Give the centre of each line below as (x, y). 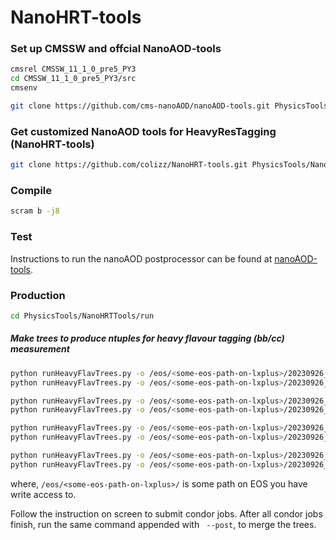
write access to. (43, 494)
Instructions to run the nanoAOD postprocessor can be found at (141, 258)
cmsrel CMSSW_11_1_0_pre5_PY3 (73, 69)
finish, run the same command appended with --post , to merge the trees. (163, 524)
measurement (40, 349)
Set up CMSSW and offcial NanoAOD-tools (116, 49)
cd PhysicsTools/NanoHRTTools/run (82, 316)
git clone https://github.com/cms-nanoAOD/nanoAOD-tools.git (140, 106)
